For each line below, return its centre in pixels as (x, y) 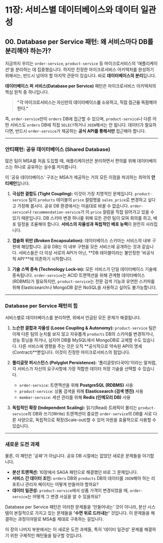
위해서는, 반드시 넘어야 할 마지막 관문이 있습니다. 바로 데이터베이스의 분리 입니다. (81, 75)
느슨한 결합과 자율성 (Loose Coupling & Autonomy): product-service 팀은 (84, 328)
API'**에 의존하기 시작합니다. (45, 259)
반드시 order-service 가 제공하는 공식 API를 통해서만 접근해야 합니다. (81, 131)
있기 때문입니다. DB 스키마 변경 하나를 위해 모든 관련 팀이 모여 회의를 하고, (82, 218)
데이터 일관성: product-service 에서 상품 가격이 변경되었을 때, (70, 490)
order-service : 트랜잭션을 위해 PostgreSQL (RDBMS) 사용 (76, 385)
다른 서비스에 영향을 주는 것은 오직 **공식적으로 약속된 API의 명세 (80, 346)
